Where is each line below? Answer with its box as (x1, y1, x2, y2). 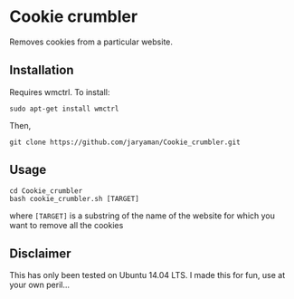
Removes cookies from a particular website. (9, 36, 174, 47)
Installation (9, 63, 74, 78)
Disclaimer (9, 246, 71, 261)
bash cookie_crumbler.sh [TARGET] (9, 194, 140, 203)
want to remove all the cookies (9, 219, 124, 230)
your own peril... (9, 279, 71, 291)
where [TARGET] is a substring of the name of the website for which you (9, 210, 276, 221)
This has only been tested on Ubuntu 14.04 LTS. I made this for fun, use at (9, 270, 286, 281)
